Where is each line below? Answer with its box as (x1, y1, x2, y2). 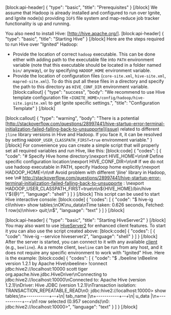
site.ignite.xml (12, 101, 47, 106)
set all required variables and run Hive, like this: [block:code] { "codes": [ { (5, 148, 162, 153)
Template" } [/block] (12, 106, 56, 111)
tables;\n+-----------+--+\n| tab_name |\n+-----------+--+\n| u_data (5, 293, 150, 299)
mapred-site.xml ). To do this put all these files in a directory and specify (12, 78, 164, 84)
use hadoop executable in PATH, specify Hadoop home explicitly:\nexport (5, 164, 160, 170)
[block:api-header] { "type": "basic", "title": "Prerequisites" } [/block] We (5, 5, 158, 10)
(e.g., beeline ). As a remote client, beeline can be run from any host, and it (5, 244, 163, 250)
